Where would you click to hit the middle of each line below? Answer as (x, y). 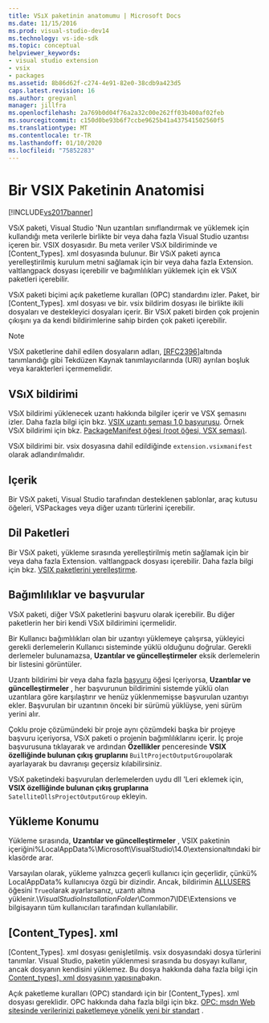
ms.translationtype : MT (48, 128)
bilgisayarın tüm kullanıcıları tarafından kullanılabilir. (93, 908)
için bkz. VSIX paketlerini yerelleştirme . (73, 569)
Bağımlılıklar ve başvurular (77, 595)
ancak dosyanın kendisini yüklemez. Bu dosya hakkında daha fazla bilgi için (133, 969)
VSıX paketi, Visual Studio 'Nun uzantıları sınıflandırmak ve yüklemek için (129, 228)
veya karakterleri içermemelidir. (60, 369)
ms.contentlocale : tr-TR (50, 135)
